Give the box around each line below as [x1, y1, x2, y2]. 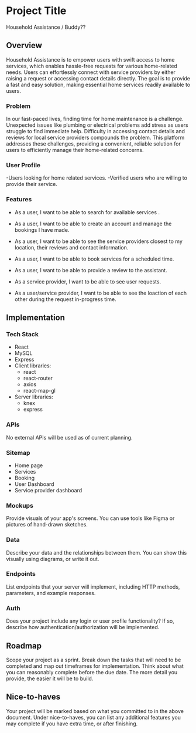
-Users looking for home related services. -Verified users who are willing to [6, 174, 187, 181]
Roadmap [6, 641, 42, 651]
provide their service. [6, 181, 57, 188]
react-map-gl [23, 387, 56, 394]
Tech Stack [6, 330, 39, 338]
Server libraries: [14, 393, 54, 400]
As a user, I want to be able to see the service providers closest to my [14, 238, 183, 245]
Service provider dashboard [14, 487, 82, 494]
